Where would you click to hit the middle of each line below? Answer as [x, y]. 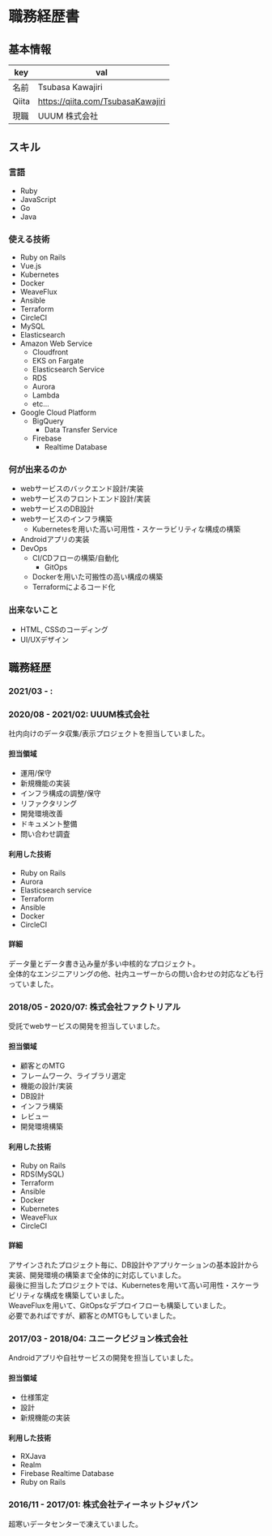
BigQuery [48, 421]
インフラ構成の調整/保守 [60, 794]
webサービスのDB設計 [57, 509]
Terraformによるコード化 [74, 587]
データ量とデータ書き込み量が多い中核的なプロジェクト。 [104, 963]
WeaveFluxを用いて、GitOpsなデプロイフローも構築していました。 [119, 1305]
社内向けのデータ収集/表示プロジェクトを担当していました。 [109, 734]
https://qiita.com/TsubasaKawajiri [102, 101]
